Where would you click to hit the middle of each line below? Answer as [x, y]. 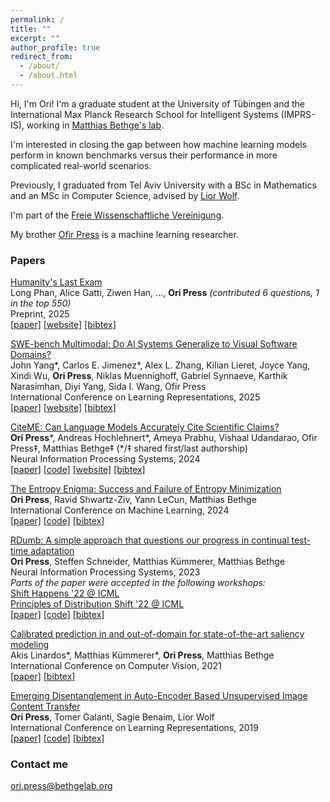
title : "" [31, 29]
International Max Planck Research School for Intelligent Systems [144, 114]
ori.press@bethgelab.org [61, 786]
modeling [30, 645]
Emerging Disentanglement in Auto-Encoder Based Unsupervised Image [159, 696]
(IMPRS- [298, 114]
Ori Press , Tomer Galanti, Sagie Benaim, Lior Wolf [112, 717]
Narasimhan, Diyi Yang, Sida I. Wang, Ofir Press [108, 387]
